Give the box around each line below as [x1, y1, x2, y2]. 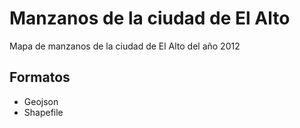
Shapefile [23, 106, 64, 118]
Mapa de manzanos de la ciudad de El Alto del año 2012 [9, 40, 241, 52]
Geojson [23, 95, 59, 107]
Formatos [9, 69, 71, 86]
